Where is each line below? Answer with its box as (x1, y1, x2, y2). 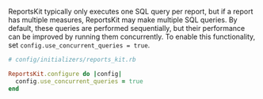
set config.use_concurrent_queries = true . (8, 40, 151, 50)
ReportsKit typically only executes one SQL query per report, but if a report (8, 7, 253, 16)
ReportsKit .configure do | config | (8, 70, 123, 78)
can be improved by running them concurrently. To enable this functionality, (8, 32, 256, 41)
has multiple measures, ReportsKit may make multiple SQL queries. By (8, 15, 238, 25)
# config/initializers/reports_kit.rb (8, 55, 136, 63)
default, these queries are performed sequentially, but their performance (8, 24, 246, 32)
